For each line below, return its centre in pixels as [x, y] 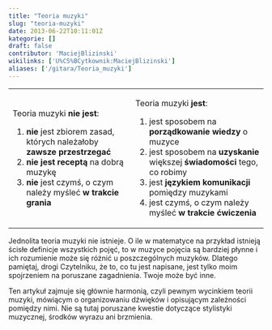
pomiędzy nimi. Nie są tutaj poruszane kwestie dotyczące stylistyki [120, 308]
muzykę [41, 172]
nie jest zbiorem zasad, [70, 131]
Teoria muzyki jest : [171, 103]
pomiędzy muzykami [188, 192]
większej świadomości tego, [204, 161]
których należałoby [62, 141]
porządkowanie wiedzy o [198, 131]
